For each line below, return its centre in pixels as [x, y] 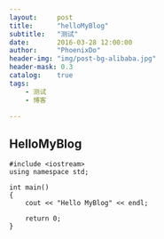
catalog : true [41, 76]
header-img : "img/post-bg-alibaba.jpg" [83, 59]
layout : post [41, 17]
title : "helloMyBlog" [59, 26]
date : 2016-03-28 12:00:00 [71, 42]
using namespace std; [49, 172]
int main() [29, 187]
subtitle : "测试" [44, 34]
